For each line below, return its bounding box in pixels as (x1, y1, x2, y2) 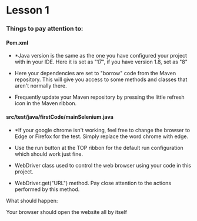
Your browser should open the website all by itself (6, 208, 128, 215)
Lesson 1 (6, 4, 50, 17)
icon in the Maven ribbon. (14, 100, 77, 107)
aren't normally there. (14, 82, 68, 89)
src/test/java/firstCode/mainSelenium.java (6, 113, 113, 120)
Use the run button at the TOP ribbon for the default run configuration (14, 144, 183, 151)
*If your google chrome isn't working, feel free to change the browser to (14, 126, 191, 133)
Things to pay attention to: (6, 25, 84, 33)
